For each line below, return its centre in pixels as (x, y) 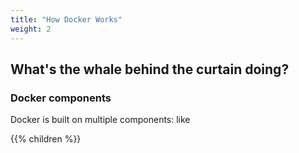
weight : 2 (31, 29)
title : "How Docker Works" (66, 19)
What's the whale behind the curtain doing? (150, 69)
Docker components (61, 98)
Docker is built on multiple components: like (100, 120)
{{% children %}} (46, 139)
